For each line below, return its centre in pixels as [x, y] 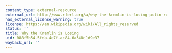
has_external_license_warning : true [44, 19]
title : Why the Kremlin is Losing [42, 33]
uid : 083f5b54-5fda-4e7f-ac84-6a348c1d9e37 [52, 38]
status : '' [17, 29]
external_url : [20, 15]
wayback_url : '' [23, 43]
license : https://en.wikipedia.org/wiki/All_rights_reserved [72, 24]
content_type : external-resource [41, 10]
